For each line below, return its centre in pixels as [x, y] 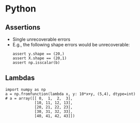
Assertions [23, 27]
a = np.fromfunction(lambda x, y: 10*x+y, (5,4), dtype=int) [71, 94]
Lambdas [20, 78]
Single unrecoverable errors [41, 39]
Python [21, 9]
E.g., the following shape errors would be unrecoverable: [71, 45]
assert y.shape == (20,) [38, 54]
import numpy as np [26, 89]
